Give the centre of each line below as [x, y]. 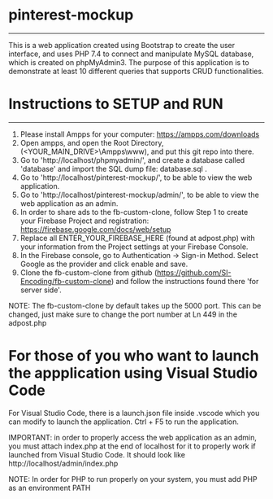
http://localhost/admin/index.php [63, 463]
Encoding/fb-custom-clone [66, 281]
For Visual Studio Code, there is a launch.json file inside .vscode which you [134, 413]
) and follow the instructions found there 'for [185, 281]
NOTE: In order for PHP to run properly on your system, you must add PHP [133, 479]
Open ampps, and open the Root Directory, [92, 142]
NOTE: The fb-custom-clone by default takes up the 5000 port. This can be [135, 305]
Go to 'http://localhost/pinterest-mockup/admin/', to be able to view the [140, 195]
